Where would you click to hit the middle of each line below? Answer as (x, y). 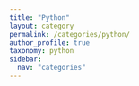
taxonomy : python (42, 51)
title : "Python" (39, 17)
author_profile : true (50, 43)
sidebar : (26, 59)
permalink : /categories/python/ (69, 34)
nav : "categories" (52, 68)
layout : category (42, 26)
